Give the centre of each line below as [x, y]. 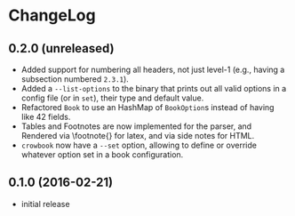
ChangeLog [52, 16]
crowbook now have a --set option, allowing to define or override [139, 145]
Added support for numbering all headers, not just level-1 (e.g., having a [153, 69]
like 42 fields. [46, 117]
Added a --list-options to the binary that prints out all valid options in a [154, 88]
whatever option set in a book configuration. [102, 155]
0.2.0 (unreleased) [61, 48]
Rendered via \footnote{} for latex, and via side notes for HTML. [138, 136]
